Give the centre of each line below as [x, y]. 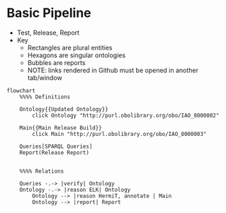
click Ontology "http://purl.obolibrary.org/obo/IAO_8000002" [126, 115]
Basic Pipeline [49, 13]
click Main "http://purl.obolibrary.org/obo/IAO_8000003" [119, 134]
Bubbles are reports [56, 62]
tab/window [45, 77]
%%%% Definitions [45, 97]
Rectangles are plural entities [70, 47]
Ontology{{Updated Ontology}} [64, 109]
